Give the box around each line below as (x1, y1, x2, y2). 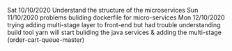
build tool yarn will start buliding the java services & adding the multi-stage (7, 28, 222, 36)
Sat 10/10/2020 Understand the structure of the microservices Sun (7, 6, 199, 14)
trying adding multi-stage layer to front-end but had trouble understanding (7, 21, 221, 29)
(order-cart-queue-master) (7, 36, 85, 44)
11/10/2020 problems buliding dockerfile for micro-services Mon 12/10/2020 (7, 13, 225, 22)
